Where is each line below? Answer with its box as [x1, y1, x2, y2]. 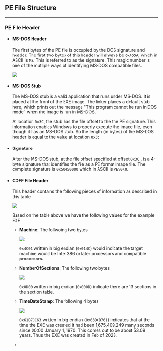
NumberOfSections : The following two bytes [19, 265, 110, 271]
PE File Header [5, 24, 40, 31]
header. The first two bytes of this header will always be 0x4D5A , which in [12, 52, 158, 58]
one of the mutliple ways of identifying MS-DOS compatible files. [12, 62, 142, 68]
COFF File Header [12, 177, 49, 183]
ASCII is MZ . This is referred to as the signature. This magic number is [12, 57, 150, 63]
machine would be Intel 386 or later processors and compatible [19, 250, 147, 256]
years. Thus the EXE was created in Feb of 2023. [19, 332, 117, 338]
